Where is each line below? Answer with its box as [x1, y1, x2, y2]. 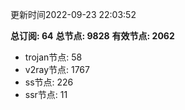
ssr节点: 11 [24, 89, 68, 100]
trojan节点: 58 [24, 51, 83, 63]
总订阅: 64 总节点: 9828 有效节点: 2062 [10, 30, 175, 42]
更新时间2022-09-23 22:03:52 [10, 9, 137, 20]
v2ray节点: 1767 [24, 64, 90, 75]
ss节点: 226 [24, 76, 74, 88]
